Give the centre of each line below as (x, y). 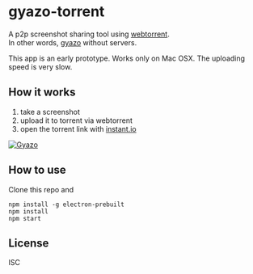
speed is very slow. (40, 66)
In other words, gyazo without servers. (73, 42)
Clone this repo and (41, 189)
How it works (42, 93)
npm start (25, 218)
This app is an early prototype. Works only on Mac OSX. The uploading (126, 58)
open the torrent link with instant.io (78, 129)
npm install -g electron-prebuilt (67, 204)
